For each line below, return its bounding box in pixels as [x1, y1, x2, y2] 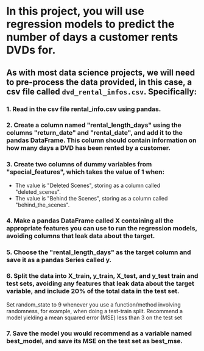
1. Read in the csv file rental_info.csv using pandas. [6, 105, 161, 113]
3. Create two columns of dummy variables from [6, 160, 152, 169]
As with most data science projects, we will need [6, 67, 195, 77]
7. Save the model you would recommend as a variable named [6, 329, 192, 338]
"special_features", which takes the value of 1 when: [6, 168, 165, 176]
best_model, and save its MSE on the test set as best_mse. [6, 336, 183, 345]
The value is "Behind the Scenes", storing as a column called [15, 194, 168, 202]
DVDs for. [6, 43, 56, 57]
